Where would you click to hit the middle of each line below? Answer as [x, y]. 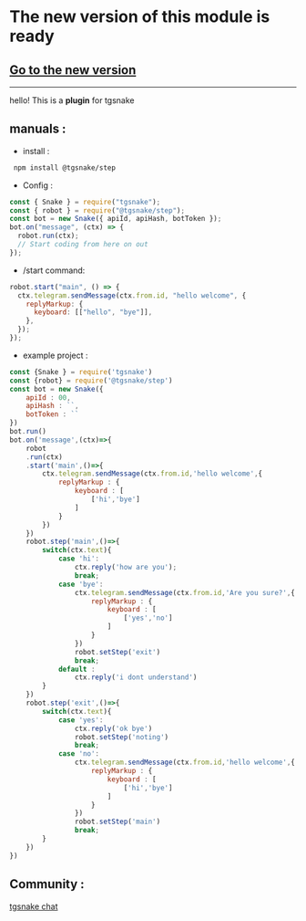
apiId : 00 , [48, 398]
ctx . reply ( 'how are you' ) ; [126, 568]
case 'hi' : [79, 559]
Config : [37, 185]
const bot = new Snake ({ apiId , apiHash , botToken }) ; [116, 219]
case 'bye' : [81, 584]
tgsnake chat [34, 906]
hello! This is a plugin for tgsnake [72, 100]
